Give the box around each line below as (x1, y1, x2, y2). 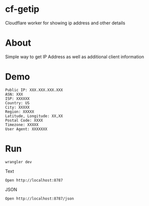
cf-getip (5, 3, 40, 15)
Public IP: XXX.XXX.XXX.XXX (5, 87, 63, 92)
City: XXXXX (5, 105, 30, 110)
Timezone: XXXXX (5, 122, 39, 127)
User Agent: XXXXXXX (5, 127, 48, 132)
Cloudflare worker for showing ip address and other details (5, 20, 125, 26)
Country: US (5, 100, 30, 105)
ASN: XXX (5, 92, 23, 97)
